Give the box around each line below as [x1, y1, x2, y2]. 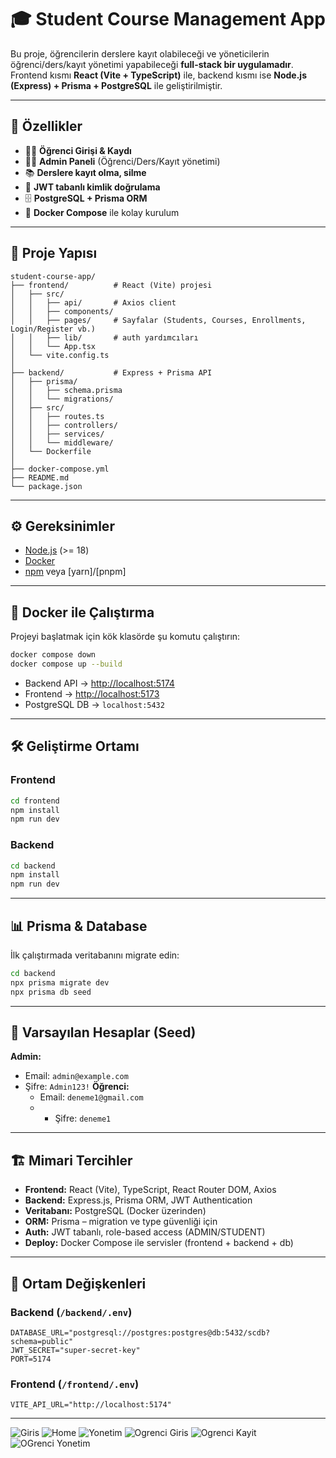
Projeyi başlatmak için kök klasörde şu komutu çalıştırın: [10, 631, 241, 643]
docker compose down [10, 650, 97, 660]
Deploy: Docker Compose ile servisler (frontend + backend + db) [24, 1237, 294, 1249]
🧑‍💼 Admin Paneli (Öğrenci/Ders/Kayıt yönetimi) [24, 155, 221, 167]
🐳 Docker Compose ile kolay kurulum [24, 206, 180, 218]
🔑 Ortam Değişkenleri [10, 1275, 147, 1292]
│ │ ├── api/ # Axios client [10, 297, 177, 308]
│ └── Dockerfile [10, 446, 92, 456]
